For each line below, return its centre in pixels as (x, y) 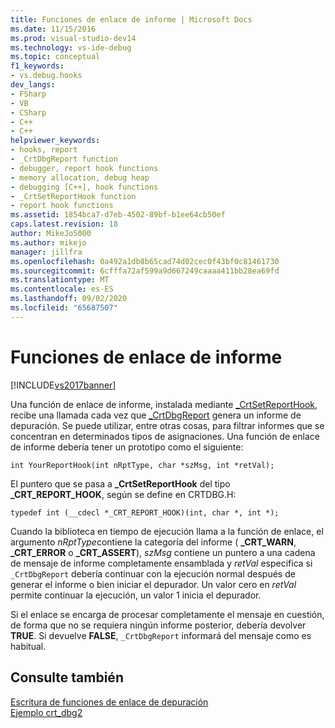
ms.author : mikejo (48, 242)
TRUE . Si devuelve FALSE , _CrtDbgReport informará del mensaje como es (161, 635)
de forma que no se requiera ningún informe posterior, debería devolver (158, 625)
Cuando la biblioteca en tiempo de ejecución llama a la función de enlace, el (167, 531)
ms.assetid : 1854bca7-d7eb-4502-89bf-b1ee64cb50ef (118, 215)
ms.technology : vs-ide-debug (71, 47)
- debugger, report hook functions (84, 168)
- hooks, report (44, 150)
